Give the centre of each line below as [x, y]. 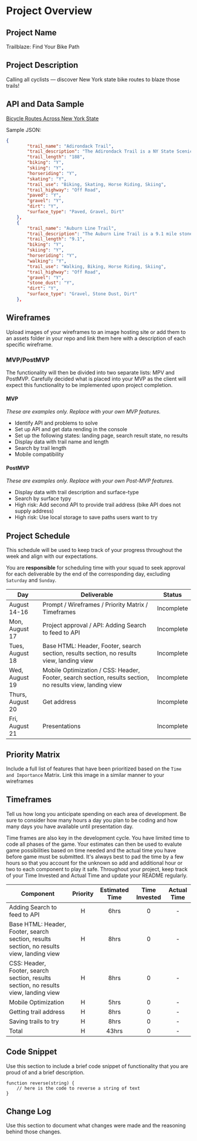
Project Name [31, 33]
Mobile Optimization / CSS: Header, [91, 670]
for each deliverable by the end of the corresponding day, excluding [88, 574]
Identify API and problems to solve [56, 423]
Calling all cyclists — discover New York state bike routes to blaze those [93, 79]
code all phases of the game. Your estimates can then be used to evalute [94, 844]
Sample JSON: [24, 130]
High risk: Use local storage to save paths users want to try [86, 517]
